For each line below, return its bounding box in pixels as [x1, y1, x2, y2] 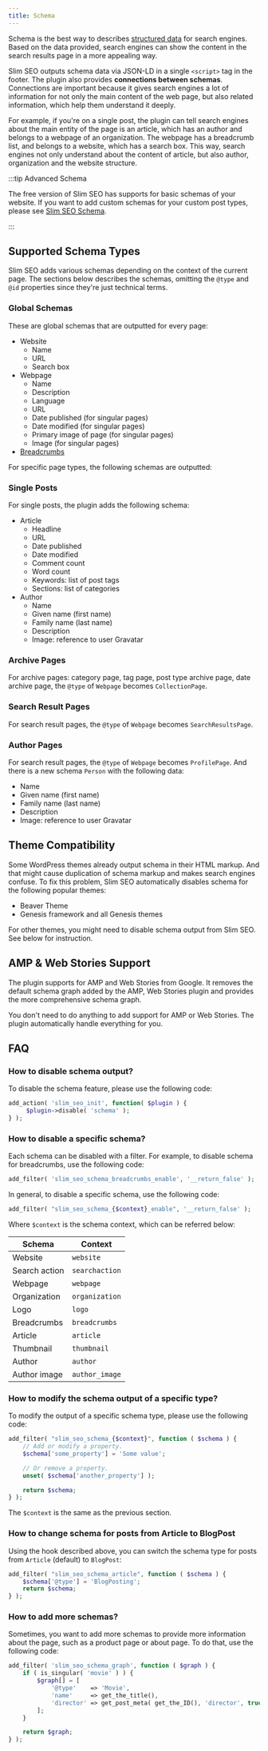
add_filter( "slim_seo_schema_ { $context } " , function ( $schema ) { [8, 1435, 238, 1443]
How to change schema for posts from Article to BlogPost [8, 1528, 236, 1539]
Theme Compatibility [8, 838, 116, 852]
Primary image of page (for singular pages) [31, 429, 174, 440]
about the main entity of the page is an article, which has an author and [8, 124, 242, 133]
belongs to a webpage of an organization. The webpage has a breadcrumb [8, 133, 254, 142]
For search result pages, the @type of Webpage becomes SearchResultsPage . [8, 719, 254, 729]
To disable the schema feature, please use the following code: [8, 1084, 213, 1093]
